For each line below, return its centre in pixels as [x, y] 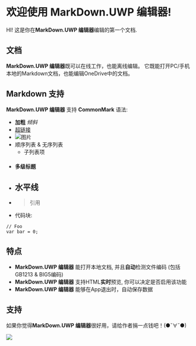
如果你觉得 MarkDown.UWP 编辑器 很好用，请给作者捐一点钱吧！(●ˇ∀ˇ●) [97, 325]
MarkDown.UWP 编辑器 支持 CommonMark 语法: [67, 109]
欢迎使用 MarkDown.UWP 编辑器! [89, 12]
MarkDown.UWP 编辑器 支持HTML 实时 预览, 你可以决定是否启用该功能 [101, 282]
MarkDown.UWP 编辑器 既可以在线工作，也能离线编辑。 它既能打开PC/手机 [98, 66]
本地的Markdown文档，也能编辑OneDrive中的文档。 [70, 73]
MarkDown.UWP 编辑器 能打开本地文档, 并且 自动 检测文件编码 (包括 [97, 267]
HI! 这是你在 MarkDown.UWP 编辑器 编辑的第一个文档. [72, 30]
